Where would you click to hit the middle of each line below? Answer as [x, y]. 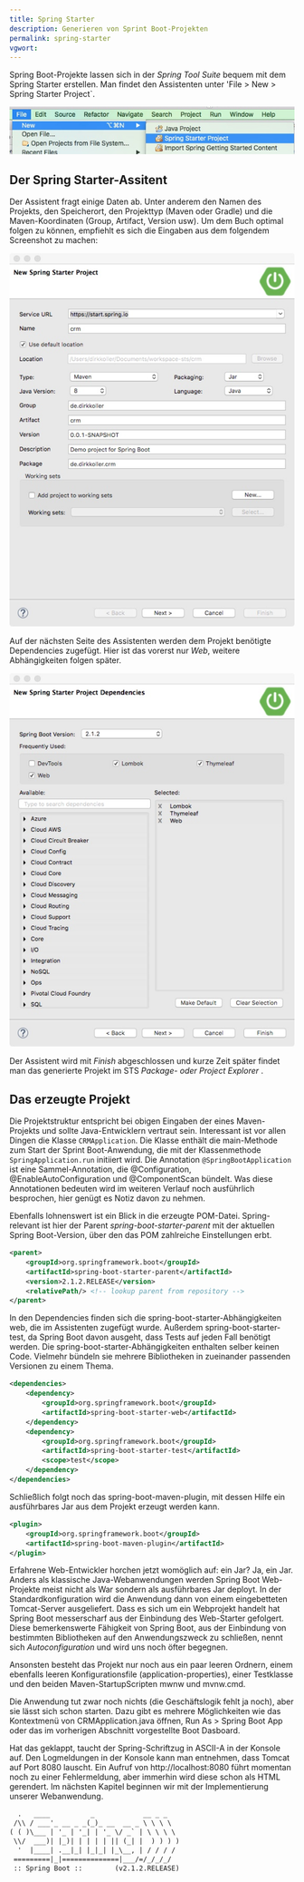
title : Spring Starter [52, 19]
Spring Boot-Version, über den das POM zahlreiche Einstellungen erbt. [141, 1235]
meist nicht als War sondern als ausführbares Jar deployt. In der [162, 1589]
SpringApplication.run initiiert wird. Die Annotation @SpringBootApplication [151, 1160]
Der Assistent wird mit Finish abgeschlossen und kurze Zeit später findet [145, 1061]
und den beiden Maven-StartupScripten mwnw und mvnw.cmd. [128, 1684]
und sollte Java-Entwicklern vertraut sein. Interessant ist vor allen [164, 1131]
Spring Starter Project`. [52, 94]
